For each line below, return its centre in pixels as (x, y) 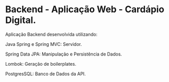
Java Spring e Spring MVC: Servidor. (44, 44)
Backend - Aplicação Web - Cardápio (85, 9)
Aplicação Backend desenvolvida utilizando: (51, 34)
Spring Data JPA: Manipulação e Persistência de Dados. (64, 54)
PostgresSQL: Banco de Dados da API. (46, 74)
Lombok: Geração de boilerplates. (41, 64)
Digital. (21, 20)
